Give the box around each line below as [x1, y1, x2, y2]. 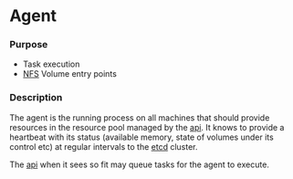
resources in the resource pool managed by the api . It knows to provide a [9, 121, 285, 132]
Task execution [22, 58, 80, 69]
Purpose [9, 38, 48, 51]
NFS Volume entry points [22, 68, 117, 79]
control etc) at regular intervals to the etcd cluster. [9, 141, 198, 152]
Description [9, 91, 63, 104]
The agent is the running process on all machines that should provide [9, 111, 270, 123]
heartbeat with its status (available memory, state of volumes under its [9, 132, 274, 142]
